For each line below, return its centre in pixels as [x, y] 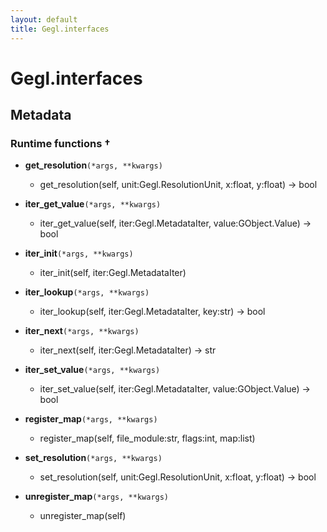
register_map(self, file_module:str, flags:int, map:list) [147, 438]
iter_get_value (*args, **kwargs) [93, 204]
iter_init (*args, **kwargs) [79, 253]
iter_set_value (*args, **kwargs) [92, 370]
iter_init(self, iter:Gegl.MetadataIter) [113, 273]
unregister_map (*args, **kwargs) [97, 497]
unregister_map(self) [83, 516]
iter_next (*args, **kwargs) [82, 331]
